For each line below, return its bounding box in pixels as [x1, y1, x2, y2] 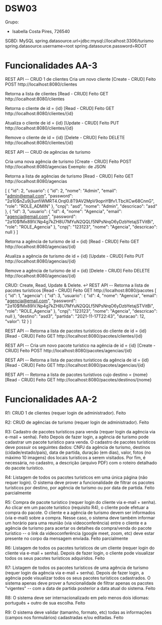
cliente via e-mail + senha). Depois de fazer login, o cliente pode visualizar [5, 550, 155, 556]
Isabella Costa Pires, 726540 [12, 28, 70, 34]
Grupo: [5, 19, 19, 25]
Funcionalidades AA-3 [5, 60, 98, 71]
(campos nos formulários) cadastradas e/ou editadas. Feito [5, 614, 124, 620]
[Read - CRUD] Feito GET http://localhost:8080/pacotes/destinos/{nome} [5, 376, 152, 382]
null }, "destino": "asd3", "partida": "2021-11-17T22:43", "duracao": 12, [5, 313, 145, 319]
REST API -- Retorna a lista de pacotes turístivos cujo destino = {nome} [5, 372, 148, 377]
